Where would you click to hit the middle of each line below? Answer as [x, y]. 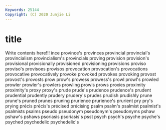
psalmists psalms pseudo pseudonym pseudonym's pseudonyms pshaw [80, 111]
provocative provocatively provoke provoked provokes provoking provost [81, 74]
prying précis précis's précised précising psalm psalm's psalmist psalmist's [83, 106]
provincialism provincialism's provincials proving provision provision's [77, 58]
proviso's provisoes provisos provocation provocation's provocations [76, 69]
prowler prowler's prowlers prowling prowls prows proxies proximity [75, 85]
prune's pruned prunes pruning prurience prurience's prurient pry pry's [79, 101]
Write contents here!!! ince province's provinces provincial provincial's [78, 53]
